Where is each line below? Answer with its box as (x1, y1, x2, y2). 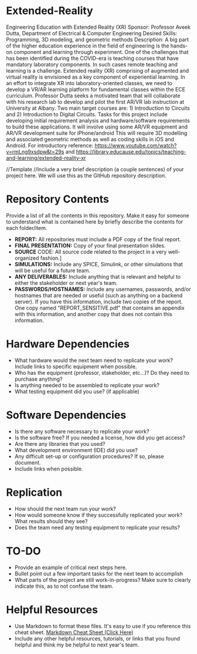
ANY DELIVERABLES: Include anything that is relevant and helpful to (14, 273, 181, 280)
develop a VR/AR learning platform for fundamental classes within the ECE (6, 86, 186, 93)
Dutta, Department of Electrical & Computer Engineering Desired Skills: (6, 29, 178, 36)
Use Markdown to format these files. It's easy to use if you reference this (14, 622, 191, 629)
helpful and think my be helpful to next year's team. (14, 641, 140, 648)
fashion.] (40, 254, 62, 262)
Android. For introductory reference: (6, 142, 94, 149)
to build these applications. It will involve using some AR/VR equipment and (6, 123, 188, 130)
